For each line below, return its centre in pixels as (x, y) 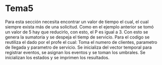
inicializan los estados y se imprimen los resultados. (57, 57)
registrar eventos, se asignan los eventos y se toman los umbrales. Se (75, 52)
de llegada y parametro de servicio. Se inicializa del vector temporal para (79, 47)
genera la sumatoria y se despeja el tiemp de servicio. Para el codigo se (77, 37)
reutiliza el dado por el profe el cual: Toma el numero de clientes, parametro (81, 42)
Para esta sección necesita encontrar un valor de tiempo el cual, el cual (77, 22)
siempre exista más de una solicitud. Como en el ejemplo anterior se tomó (79, 26)
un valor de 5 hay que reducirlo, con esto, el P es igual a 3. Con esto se (77, 32)
